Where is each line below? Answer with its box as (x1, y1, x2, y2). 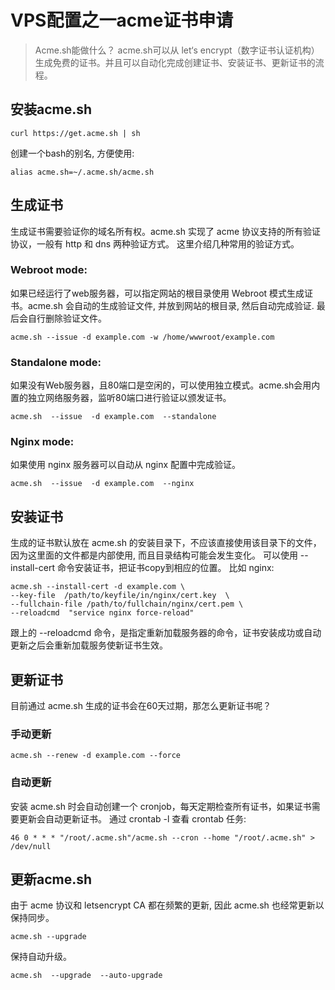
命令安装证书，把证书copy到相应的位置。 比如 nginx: (56, 562, 275, 574)
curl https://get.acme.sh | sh (10, 128, 141, 138)
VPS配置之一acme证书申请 (10, 9, 234, 32)
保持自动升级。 (10, 951, 72, 963)
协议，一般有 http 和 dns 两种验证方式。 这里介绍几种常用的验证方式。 (10, 237, 300, 250)
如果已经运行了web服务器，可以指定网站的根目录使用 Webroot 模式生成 (10, 287, 305, 299)
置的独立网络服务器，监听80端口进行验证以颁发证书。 (10, 392, 232, 404)
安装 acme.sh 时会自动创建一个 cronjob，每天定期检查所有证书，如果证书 (10, 800, 312, 812)
